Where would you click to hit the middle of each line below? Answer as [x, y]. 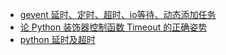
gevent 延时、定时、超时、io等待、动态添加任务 [118, 14]
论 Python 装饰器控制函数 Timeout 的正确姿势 [113, 27]
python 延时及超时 [57, 39]
